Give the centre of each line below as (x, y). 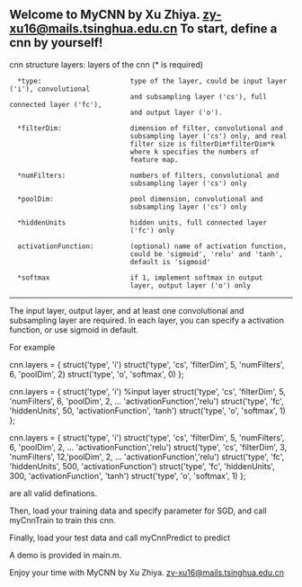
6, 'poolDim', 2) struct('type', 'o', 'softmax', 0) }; (97, 374)
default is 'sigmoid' (170, 262)
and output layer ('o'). (176, 112)
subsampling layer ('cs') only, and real (209, 136)
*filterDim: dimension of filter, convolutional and (150, 128)
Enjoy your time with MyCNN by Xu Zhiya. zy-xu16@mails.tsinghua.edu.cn (147, 572)
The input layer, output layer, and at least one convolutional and (127, 310)
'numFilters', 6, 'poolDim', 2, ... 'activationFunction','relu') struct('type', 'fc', (147, 401)
